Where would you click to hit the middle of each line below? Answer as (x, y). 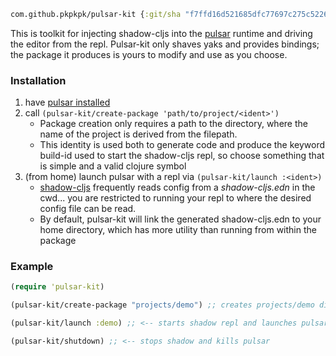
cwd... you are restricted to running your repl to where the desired (175, 198)
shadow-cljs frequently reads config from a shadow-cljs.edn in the (177, 187)
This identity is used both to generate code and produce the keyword (182, 145)
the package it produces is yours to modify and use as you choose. (149, 54)
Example (32, 267)
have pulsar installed (67, 102)
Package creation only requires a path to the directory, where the (173, 124)
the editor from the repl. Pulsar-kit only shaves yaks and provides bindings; (165, 44)
